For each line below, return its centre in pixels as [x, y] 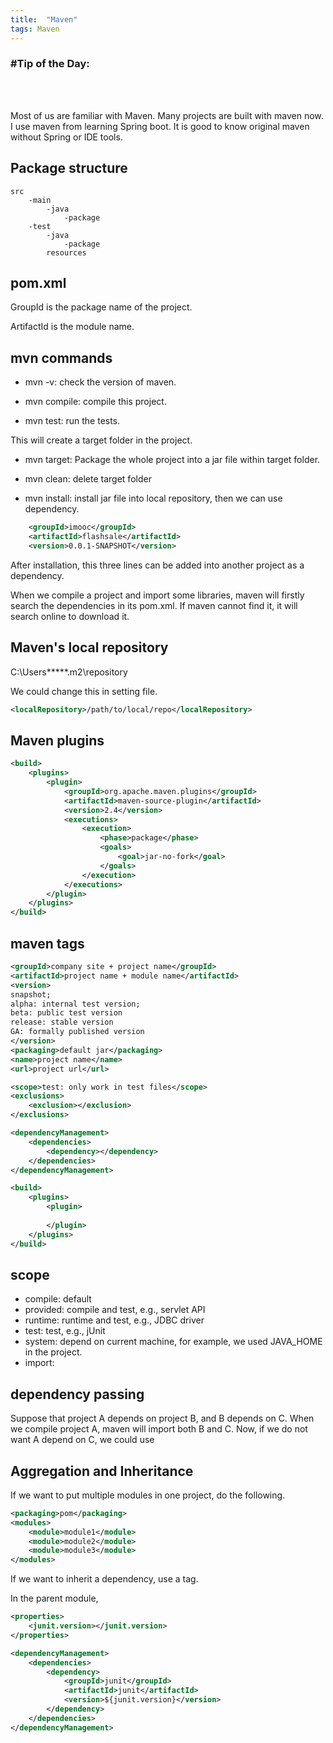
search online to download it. [70, 616]
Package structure [69, 168]
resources [66, 252]
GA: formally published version [77, 1032]
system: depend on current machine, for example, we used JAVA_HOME [173, 1342]
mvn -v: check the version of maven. [100, 382]
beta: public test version [66, 1013]
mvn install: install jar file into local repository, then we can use [153, 498]
